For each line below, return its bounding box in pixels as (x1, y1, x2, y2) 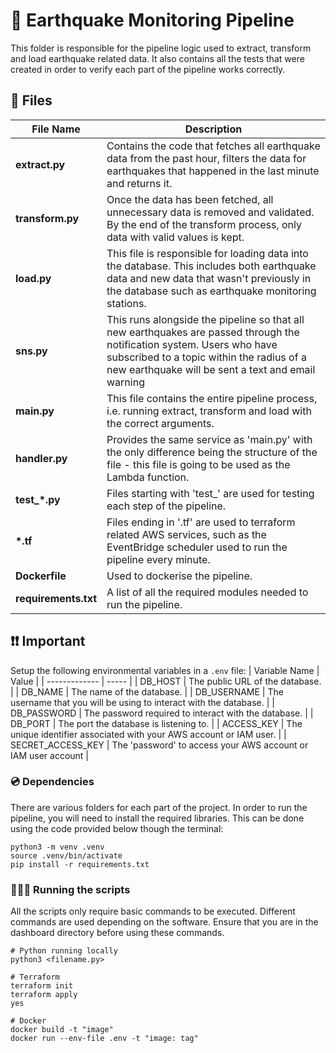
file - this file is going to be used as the (106, 457, 291, 471)
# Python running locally (10, 946, 118, 956)
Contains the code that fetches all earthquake (106, 139, 321, 153)
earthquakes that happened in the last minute (106, 164, 320, 178)
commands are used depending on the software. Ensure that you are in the (10, 916, 319, 928)
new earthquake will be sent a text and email (106, 362, 316, 376)
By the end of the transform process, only (106, 217, 302, 231)
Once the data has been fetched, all (106, 192, 274, 206)
